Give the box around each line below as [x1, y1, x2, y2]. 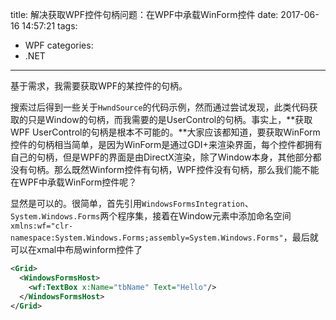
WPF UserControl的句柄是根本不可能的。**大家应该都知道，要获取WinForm [10, 126, 321, 138]
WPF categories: [24, 39, 94, 51]
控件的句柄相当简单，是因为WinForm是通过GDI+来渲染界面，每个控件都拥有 [10, 139, 323, 150]
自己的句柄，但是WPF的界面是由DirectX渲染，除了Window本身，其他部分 [10, 151, 313, 163]
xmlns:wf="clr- [10, 221, 74, 231]
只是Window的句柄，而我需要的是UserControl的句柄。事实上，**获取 [27, 114, 313, 125]
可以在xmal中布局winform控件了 [10, 244, 143, 255]
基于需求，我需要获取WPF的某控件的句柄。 [10, 80, 188, 92]
